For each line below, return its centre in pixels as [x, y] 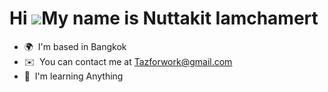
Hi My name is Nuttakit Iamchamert [164, 18]
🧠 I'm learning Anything [73, 76]
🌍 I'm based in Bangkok [75, 46]
